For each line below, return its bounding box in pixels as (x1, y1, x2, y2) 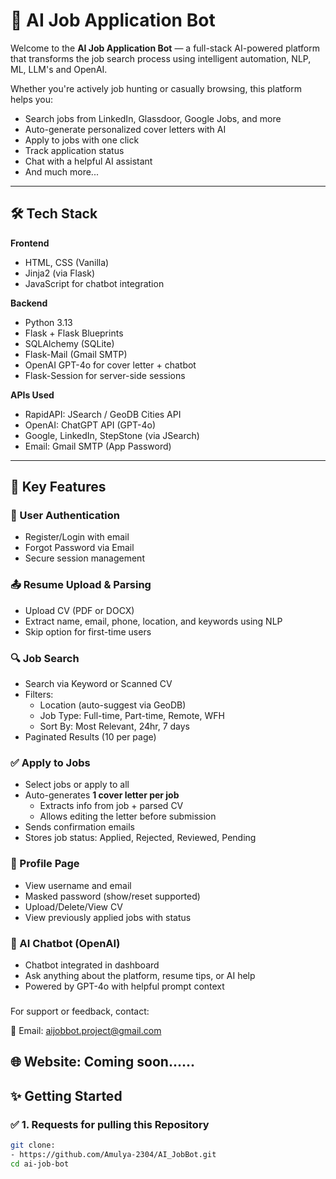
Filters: (24, 689, 54, 701)
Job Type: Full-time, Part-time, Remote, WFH (39, 710, 225, 722)
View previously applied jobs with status (24, 911, 192, 923)
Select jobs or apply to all (24, 779, 130, 791)
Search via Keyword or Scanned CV (24, 678, 173, 690)
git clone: (10, 1140, 56, 1150)
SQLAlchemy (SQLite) (24, 337, 115, 349)
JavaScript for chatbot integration (24, 277, 165, 289)
